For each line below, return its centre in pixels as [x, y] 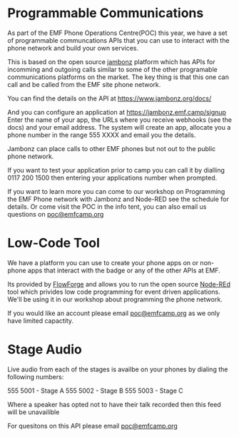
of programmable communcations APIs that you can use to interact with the [118, 40]
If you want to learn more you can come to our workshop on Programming [116, 191]
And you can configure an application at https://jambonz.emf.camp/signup [117, 112]
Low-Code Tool [54, 243]
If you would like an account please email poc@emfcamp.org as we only [114, 313]
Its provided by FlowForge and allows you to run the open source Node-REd [119, 284]
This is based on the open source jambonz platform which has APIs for [111, 61]
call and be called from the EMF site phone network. [84, 84]
